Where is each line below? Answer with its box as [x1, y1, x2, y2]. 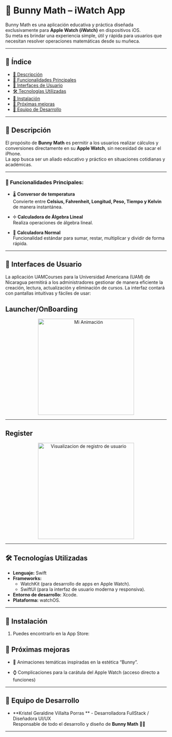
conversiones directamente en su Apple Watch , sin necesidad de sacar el [5, 145, 161, 151]
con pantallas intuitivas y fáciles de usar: [5, 290, 91, 296]
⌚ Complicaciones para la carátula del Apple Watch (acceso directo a [12, 669, 160, 675]
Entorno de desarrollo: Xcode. [12, 592, 78, 598]
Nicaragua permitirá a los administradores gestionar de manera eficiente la [5, 279, 163, 285]
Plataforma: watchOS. [12, 597, 60, 604]
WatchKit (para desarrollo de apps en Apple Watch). [20, 581, 131, 587]
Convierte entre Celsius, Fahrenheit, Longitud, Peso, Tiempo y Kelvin [12, 198, 162, 204]
